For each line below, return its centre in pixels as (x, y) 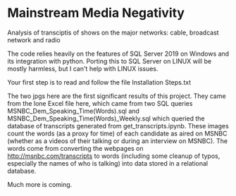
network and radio (34, 39)
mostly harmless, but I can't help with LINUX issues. (83, 68)
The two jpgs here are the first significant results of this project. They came (117, 96)
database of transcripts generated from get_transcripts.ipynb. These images (118, 125)
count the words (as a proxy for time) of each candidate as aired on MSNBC (117, 133)
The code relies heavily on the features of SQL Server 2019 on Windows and (118, 54)
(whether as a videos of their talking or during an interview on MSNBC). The (117, 141)
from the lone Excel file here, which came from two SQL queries (100, 103)
